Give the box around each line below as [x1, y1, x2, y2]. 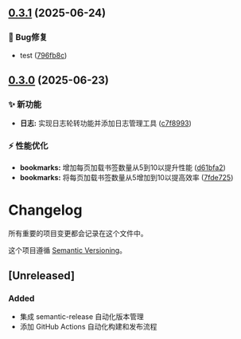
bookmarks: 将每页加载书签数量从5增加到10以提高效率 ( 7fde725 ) [19, 172, 234, 182]
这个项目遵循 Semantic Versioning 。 [8, 245, 127, 254]
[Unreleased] [8, 269, 76, 282]
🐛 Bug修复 [8, 32, 48, 43]
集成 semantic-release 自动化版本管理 [19, 312, 145, 321]
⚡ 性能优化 [8, 140, 49, 152]
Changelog [8, 201, 83, 219]
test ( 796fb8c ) [19, 50, 68, 60]
